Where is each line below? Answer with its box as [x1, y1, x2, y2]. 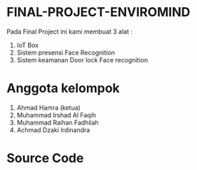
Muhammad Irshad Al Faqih [16, 111, 96, 119]
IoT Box [16, 41, 39, 49]
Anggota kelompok [6, 80, 120, 97]
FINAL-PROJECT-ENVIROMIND [6, 4, 191, 20]
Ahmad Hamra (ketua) [16, 103, 81, 112]
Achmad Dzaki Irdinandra [16, 125, 90, 134]
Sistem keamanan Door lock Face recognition [16, 55, 149, 64]
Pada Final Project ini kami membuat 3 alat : [6, 27, 133, 36]
